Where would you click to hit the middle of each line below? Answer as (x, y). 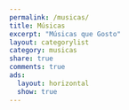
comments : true (37, 67)
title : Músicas (37, 26)
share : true (31, 59)
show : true (37, 91)
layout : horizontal (53, 83)
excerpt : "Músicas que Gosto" (65, 34)
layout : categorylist (49, 42)
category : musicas (43, 51)
